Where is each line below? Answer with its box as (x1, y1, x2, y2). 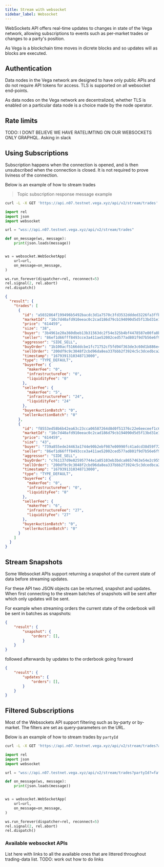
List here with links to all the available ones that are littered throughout (5, 851, 146, 857)
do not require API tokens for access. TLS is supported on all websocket (5, 83, 150, 89)
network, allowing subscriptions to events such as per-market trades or (5, 30, 149, 36)
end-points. (5, 88, 28, 93)
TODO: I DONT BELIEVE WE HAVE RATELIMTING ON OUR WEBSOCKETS (5, 130, 152, 135)
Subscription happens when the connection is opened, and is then (5, 162, 139, 168)
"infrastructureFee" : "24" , (26, 394, 84, 399)
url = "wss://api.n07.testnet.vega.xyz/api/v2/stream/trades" (5, 227, 134, 232)
